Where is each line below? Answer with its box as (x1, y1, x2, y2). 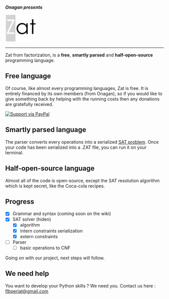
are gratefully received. (5, 101, 54, 107)
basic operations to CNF (20, 245, 70, 251)
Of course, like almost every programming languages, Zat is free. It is (5, 85, 148, 91)
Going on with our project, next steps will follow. (5, 255, 105, 261)
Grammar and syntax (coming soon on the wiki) (12, 211, 111, 217)
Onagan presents (5, 5, 43, 10)
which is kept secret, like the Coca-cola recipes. (5, 183, 105, 189)
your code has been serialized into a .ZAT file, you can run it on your (5, 144, 147, 150)
